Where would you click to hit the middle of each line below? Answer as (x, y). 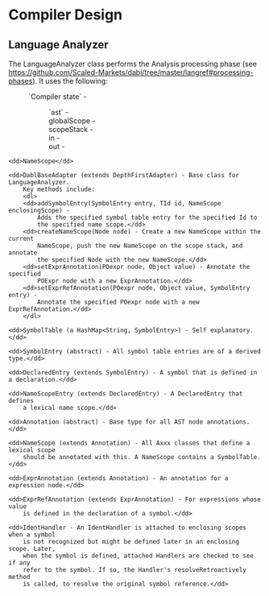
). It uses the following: (70, 81)
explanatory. (232, 330)
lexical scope (32, 450)
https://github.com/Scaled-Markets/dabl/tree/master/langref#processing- (131, 72)
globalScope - (72, 121)
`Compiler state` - (58, 97)
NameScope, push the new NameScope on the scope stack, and (140, 246)
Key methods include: (59, 189)
